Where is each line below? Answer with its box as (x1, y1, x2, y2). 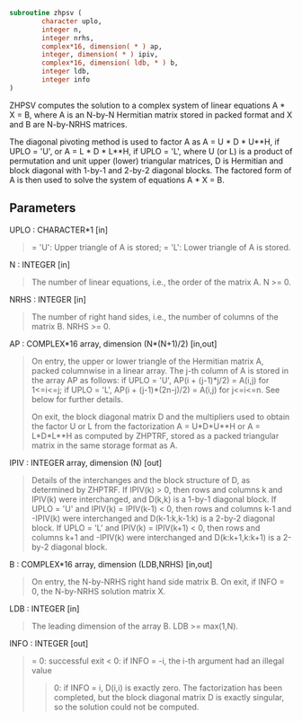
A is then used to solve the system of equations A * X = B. (9, 174, 225, 185)
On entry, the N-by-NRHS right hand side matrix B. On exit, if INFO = (31, 576, 285, 587)
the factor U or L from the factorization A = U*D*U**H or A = (31, 420, 261, 431)
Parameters (9, 200, 76, 215)
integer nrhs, (41, 33, 94, 42)
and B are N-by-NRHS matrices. (9, 119, 128, 129)
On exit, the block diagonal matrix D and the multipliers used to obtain (31, 411, 290, 422)
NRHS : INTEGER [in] (9, 294, 87, 304)
